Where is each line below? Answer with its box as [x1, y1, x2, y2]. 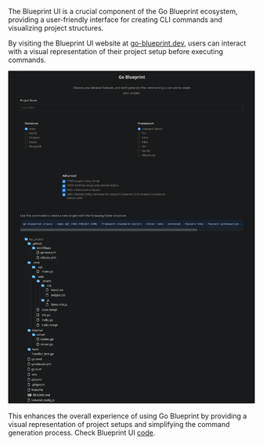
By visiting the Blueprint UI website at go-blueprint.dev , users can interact [8, 38, 247, 48]
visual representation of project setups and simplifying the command [8, 420, 230, 429]
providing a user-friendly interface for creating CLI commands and [8, 15, 223, 24]
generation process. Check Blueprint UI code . [8, 428, 156, 438]
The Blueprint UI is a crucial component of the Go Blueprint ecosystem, [8, 7, 238, 16]
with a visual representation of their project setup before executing [8, 47, 224, 56]
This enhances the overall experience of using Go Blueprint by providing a [8, 411, 247, 421]
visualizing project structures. [8, 24, 104, 32]
